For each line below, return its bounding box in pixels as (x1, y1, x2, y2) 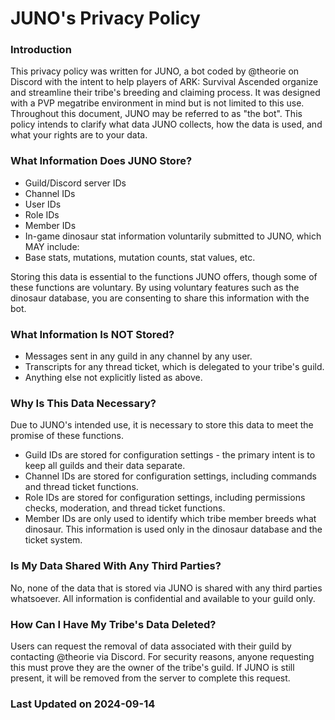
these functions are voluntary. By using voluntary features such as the (10, 281, 300, 293)
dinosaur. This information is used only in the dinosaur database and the (24, 523, 323, 536)
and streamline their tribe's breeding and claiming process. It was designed (10, 87, 321, 99)
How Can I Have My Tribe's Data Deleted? (10, 617, 217, 631)
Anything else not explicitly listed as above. (24, 372, 203, 384)
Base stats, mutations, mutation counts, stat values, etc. (24, 251, 256, 263)
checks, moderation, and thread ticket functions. (24, 502, 226, 514)
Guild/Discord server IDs (24, 177, 127, 189)
